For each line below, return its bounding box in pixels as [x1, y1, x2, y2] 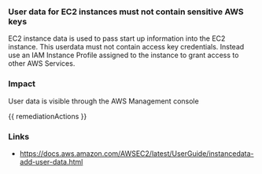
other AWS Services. [8, 59, 76, 68]
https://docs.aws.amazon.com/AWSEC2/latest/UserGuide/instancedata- [19, 148, 254, 158]
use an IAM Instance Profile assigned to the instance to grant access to [8, 50, 239, 60]
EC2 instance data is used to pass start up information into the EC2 [8, 34, 226, 43]
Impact [8, 78, 36, 89]
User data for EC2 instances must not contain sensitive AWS [8, 6, 244, 17]
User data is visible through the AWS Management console [8, 96, 199, 106]
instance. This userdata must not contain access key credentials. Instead [8, 42, 245, 52]
